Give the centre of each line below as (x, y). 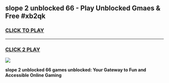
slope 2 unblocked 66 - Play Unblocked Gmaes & (83, 8)
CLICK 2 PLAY (23, 49)
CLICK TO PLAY (25, 31)
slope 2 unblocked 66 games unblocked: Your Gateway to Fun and (76, 69)
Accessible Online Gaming (33, 75)
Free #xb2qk (25, 16)
